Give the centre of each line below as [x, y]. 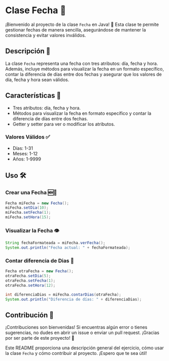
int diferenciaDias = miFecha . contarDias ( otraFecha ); [63, 294]
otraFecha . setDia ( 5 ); [28, 276]
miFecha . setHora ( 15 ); [28, 217]
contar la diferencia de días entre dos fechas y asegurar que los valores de [83, 74]
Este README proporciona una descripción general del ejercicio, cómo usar [84, 348]
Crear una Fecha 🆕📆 [31, 192]
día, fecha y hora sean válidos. [37, 79]
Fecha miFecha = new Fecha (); [37, 203]
